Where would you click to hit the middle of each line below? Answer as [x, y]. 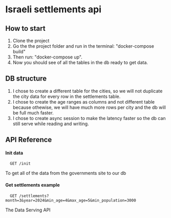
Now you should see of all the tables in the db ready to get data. [80, 62]
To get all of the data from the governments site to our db [66, 173]
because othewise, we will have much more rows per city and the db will [89, 107]
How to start [25, 28]
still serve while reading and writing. [51, 124]
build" [19, 52]
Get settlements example [33, 185]
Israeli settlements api [53, 9]
